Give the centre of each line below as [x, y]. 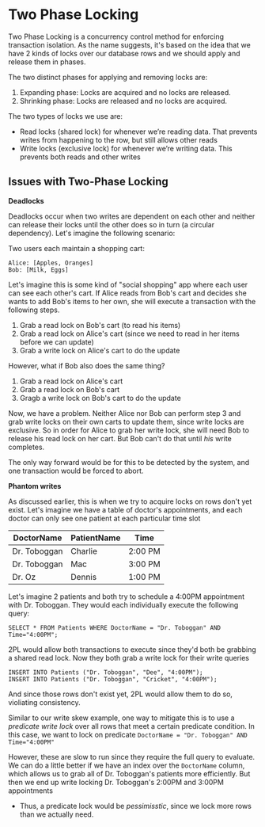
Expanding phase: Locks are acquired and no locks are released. [125, 92]
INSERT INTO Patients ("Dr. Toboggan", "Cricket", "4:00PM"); [113, 679]
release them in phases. [47, 62]
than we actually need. [57, 814]
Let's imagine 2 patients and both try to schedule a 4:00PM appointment [127, 596]
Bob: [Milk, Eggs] [38, 270]
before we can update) [57, 341]
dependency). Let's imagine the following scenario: [92, 233]
